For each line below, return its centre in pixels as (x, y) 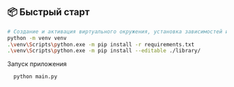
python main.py (36, 77)
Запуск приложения (37, 64)
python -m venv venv (37, 38)
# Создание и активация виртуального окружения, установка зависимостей (115, 31)
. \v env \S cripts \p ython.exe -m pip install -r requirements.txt (101, 44)
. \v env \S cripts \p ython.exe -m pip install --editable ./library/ (104, 51)
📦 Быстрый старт (48, 12)
